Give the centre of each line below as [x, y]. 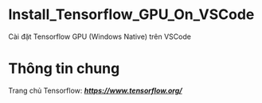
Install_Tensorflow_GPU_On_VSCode [131, 15]
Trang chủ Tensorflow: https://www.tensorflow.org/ [95, 90]
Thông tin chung [64, 69]
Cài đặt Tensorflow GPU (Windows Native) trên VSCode [100, 36]
